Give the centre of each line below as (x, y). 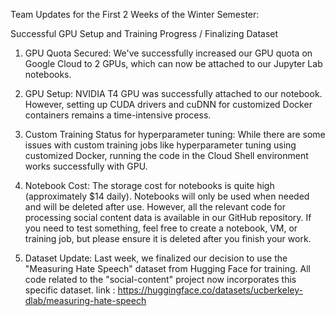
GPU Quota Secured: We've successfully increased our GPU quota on (168, 53)
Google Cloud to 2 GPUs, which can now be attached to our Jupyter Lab (173, 63)
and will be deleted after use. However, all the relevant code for (155, 207)
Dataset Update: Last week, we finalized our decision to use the (156, 258)
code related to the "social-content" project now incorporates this (160, 279)
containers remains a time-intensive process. (118, 115)
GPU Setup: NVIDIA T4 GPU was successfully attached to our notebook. (173, 93)
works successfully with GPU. (86, 166)
